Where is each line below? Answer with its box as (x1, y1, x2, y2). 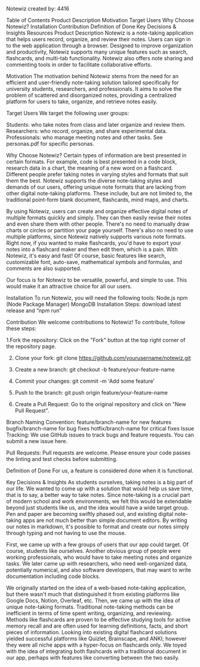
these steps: (6, 325, 37, 332)
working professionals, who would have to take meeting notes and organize (6, 554, 192, 561)
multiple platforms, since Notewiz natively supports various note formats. (6, 233, 186, 240)
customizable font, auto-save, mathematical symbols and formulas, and (6, 259, 182, 265)
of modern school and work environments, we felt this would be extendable (6, 498, 192, 505)
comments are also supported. (6, 265, 82, 272)
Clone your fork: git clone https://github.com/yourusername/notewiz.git (14, 355, 191, 361)
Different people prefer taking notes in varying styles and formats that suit (6, 171, 189, 178)
